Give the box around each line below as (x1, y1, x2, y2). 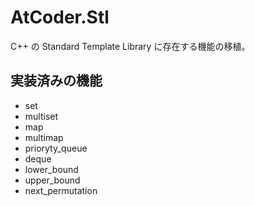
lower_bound (24, 163, 79, 175)
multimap (24, 131, 64, 143)
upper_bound (24, 174, 81, 186)
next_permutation (24, 184, 98, 196)
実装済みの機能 (10, 72, 103, 90)
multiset (24, 110, 59, 122)
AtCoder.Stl (10, 6, 110, 29)
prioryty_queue (24, 142, 88, 154)
